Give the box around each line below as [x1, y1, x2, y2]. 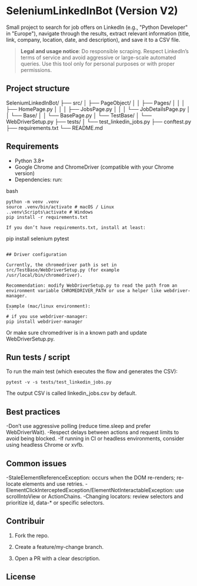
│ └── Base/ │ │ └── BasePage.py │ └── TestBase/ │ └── [6, 112, 152, 119]
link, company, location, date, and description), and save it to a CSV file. [6, 36, 181, 43]
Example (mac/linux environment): [6, 303, 91, 309]
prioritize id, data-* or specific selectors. [6, 499, 105, 506]
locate [6, 480, 22, 487]
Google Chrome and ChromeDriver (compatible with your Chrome [14, 163, 174, 171]
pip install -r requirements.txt [6, 214, 88, 220]
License [6, 572, 36, 582]
